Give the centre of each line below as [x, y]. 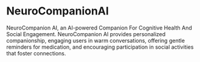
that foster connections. [36, 53]
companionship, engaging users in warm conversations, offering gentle [96, 40]
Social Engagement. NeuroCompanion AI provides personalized [86, 34]
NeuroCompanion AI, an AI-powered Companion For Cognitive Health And [99, 28]
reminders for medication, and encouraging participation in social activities [100, 47]
